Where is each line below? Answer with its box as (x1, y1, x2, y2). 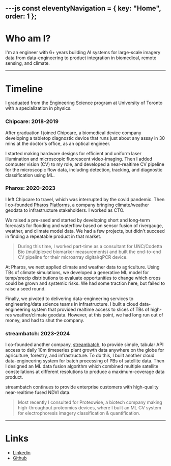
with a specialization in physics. (5, 105, 72, 111)
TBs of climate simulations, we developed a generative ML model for (5, 269, 149, 275)
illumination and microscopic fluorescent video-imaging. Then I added (5, 156, 153, 162)
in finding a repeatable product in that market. (5, 233, 102, 239)
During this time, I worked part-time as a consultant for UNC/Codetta (17, 243, 162, 249)
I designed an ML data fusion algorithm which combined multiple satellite (5, 363, 159, 370)
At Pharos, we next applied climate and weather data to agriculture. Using (5, 264, 160, 270)
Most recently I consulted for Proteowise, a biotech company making (17, 399, 162, 405)
